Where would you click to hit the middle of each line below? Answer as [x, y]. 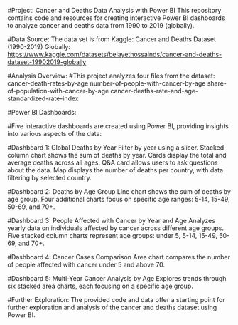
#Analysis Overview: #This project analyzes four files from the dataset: [111, 76]
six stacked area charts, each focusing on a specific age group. [100, 286]
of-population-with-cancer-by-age [58, 91]
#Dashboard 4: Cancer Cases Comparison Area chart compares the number [119, 257]
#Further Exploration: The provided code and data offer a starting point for [116, 300]
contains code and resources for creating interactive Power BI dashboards [116, 18]
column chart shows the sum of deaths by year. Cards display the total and [117, 155]
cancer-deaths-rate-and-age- [155, 91]
